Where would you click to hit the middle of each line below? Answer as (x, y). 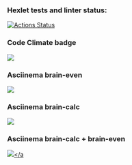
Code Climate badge (42, 43)
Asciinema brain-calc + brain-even (66, 139)
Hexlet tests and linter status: (57, 10)
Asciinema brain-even (45, 75)
